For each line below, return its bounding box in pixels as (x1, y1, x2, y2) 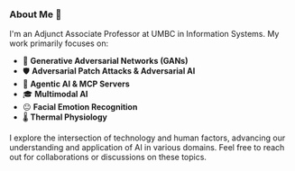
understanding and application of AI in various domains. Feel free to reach (9, 142, 285, 153)
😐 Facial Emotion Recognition (22, 102, 138, 112)
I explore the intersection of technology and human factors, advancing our (9, 132, 286, 143)
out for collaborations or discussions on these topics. (9, 152, 207, 163)
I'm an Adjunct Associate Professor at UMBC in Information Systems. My (9, 29, 280, 40)
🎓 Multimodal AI (22, 89, 88, 100)
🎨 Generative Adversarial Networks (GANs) (22, 56, 189, 67)
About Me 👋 (9, 8, 62, 21)
